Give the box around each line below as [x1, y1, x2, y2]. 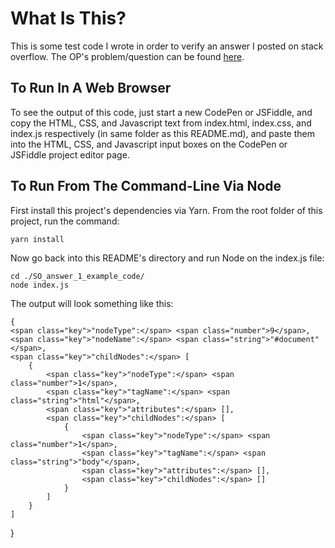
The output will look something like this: [10, 297, 174, 309]
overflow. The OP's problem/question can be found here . [10, 50, 245, 62]
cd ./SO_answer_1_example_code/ [10, 271, 145, 281]
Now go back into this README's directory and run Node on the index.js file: [10, 252, 325, 264]
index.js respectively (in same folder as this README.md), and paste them [10, 127, 315, 139]
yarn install [10, 234, 65, 244]
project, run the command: [10, 215, 120, 227]
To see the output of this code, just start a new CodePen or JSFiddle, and [10, 106, 313, 118]
